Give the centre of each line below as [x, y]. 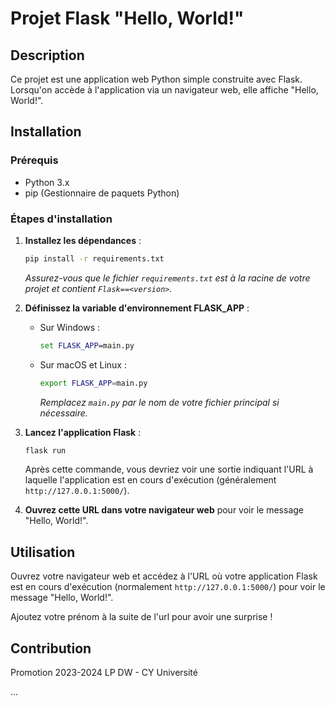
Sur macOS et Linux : [83, 364]
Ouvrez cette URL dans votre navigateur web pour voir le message [164, 510]
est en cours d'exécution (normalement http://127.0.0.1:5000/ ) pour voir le [168, 587]
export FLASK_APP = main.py [93, 383]
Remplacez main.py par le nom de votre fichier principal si [159, 402]
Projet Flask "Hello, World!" [127, 18]
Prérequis [34, 160]
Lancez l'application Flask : [83, 432]
